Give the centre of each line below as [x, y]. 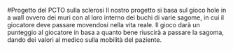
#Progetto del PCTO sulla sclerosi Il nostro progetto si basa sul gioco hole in [117, 10]
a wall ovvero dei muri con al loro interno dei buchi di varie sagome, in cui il [116, 17]
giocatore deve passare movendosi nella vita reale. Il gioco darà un [104, 25]
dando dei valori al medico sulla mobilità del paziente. [85, 40]
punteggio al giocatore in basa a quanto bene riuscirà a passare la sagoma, [115, 32]
